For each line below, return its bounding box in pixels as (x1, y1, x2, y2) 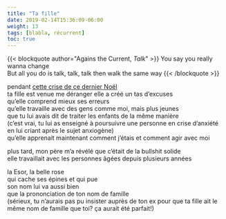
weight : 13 (7, 23, 39, 30)
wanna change (7, 62, 50, 70)
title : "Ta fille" (7, 10, 60, 17)
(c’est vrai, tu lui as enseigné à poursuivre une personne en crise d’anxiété (7, 119, 219, 127)
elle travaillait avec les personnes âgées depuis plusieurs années (7, 154, 192, 163)
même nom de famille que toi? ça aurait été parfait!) (7, 205, 154, 213)
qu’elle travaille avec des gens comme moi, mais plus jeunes (7, 105, 180, 113)
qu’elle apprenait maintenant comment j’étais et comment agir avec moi (7, 134, 210, 142)
